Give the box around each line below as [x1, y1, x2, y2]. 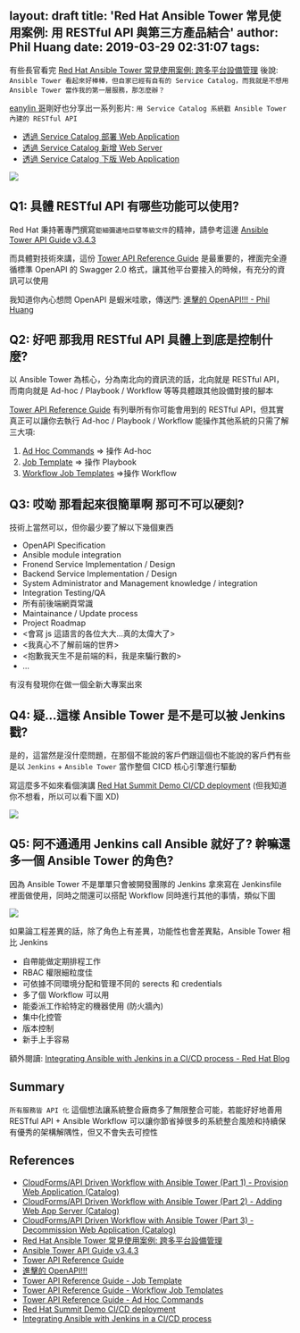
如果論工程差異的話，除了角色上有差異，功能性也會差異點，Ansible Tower [9, 926, 281, 936]
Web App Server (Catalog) [21, 1205, 121, 1216]
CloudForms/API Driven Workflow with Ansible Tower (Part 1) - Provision [21, 1177, 288, 1187]
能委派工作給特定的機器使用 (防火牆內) [21, 1000, 163, 1011]
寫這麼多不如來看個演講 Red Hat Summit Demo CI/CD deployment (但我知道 [9, 780, 287, 791]
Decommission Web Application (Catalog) [21, 1224, 177, 1235]
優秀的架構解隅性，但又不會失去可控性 [16, 1127, 158, 1137]
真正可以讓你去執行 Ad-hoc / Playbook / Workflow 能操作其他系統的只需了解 [9, 415, 289, 426]
